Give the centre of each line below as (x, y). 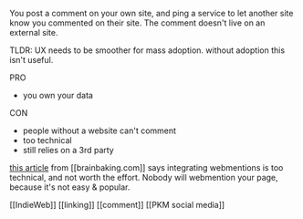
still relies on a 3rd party (68, 150)
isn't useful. (31, 60)
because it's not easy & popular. (70, 187)
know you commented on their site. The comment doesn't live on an (137, 23)
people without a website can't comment (99, 130)
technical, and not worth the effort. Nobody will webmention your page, (144, 177)
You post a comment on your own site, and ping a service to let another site (151, 13)
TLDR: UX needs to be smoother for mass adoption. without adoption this (147, 50)
